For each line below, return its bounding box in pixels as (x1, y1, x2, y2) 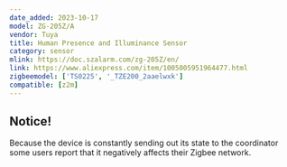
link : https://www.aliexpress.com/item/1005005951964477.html (9, 64, 248, 73)
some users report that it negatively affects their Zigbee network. (9, 147, 252, 158)
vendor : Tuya (9, 30, 59, 39)
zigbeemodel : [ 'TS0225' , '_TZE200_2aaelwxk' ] (9, 72, 183, 81)
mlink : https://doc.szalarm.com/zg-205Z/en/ (9, 55, 180, 64)
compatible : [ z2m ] (9, 80, 79, 89)
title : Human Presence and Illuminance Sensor (9, 38, 188, 48)
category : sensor (9, 47, 75, 56)
